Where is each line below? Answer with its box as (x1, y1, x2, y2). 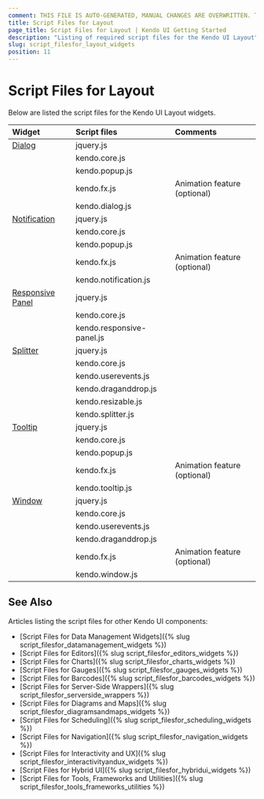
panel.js (75, 332, 104, 343)
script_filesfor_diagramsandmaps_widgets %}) (19, 706, 170, 716)
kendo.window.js (75, 569, 138, 580)
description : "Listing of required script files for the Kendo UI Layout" (8, 33, 258, 42)
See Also (8, 596, 53, 609)
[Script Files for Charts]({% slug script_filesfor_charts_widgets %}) (19, 657, 236, 666)
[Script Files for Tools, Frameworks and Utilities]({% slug (19, 773, 203, 783)
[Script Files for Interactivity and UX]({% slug (19, 748, 167, 758)
